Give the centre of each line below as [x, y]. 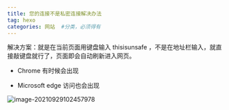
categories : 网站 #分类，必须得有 [54, 26]
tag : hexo [22, 20]
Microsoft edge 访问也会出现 [58, 86]
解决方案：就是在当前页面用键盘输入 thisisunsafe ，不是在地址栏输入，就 [112, 47]
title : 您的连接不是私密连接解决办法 [55, 14]
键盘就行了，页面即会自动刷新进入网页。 [77, 56]
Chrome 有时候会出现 [48, 71]
